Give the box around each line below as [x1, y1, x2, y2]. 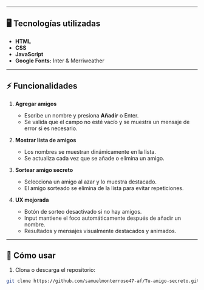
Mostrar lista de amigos [15, 136, 76, 143]
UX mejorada [15, 196, 49, 203]
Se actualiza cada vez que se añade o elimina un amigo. [24, 154, 165, 162]
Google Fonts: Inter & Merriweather [15, 57, 104, 64]
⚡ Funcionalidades [6, 81, 78, 91]
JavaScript [15, 50, 44, 58]
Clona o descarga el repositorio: [15, 266, 96, 274]
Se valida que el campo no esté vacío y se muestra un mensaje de [24, 118, 190, 125]
